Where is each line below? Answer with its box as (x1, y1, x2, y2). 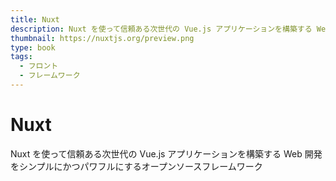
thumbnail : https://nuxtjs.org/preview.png (10, 33, 195, 43)
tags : (10, 52, 33, 62)
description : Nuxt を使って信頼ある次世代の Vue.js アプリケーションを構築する (10, 24, 313, 34)
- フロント (19, 61, 59, 71)
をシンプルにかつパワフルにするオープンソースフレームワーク (10, 160, 263, 172)
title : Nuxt (10, 14, 60, 25)
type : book (10, 42, 56, 53)
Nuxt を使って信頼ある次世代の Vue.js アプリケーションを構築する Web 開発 (10, 147, 323, 160)
